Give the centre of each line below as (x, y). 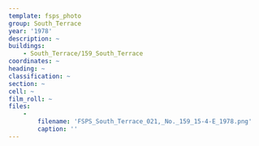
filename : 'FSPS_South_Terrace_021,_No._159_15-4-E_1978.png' (145, 122)
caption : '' (58, 129)
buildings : (27, 46)
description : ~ (34, 39)
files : (19, 106)
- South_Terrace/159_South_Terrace (83, 54)
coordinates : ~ (34, 62)
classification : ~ (39, 76)
